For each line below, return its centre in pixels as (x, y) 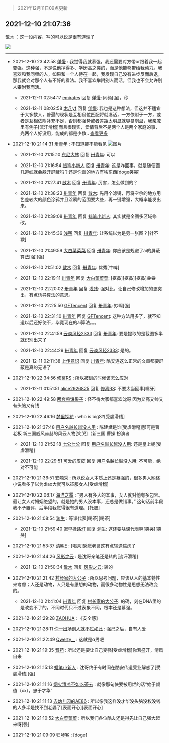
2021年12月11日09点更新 (43, 8)
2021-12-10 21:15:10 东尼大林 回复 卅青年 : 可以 (68, 154)
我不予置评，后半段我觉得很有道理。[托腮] (56, 507)
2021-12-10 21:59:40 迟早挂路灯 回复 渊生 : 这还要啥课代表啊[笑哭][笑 (91, 529)
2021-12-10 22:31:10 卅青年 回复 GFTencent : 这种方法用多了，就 (86, 316)
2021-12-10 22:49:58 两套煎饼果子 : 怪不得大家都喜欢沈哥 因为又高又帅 (86, 399)
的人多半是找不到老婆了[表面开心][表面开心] (58, 707)
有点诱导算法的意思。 (51, 295)
